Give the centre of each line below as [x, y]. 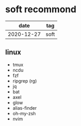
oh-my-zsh [24, 113]
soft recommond [41, 9]
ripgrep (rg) [25, 81]
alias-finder [25, 108]
